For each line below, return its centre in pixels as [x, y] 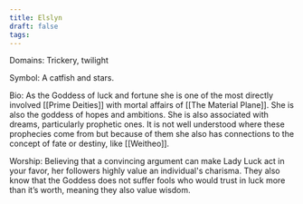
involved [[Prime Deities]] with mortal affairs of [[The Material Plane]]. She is [151, 105]
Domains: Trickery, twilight [59, 61]
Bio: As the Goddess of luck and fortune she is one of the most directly [142, 95]
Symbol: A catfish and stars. [62, 78]
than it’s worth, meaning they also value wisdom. [100, 190]
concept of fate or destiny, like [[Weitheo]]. [90, 144]
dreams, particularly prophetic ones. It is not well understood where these [147, 124]
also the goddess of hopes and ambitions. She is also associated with [139, 115]
